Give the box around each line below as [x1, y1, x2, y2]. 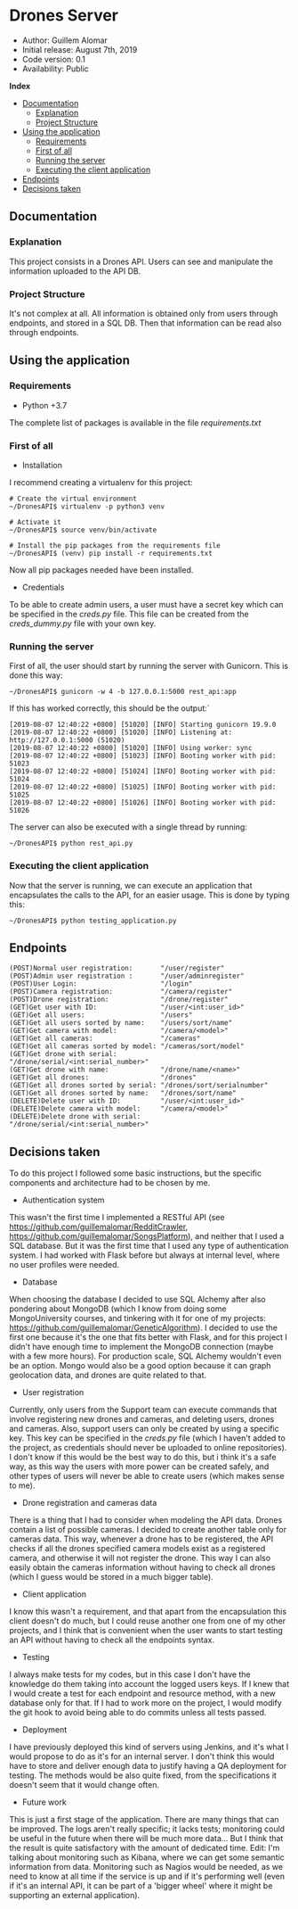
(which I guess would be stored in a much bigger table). [9, 1572, 213, 1583]
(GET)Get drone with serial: [9, 1050, 117, 1059]
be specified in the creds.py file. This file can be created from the [9, 608, 249, 619]
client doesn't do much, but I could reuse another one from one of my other [9, 1616, 286, 1626]
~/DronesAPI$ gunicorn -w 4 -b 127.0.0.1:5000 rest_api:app [9, 688, 238, 697]
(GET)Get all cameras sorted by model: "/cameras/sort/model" [9, 1042, 245, 1051]
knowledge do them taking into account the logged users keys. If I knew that [9, 1679, 290, 1690]
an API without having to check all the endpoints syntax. [9, 1634, 215, 1646]
